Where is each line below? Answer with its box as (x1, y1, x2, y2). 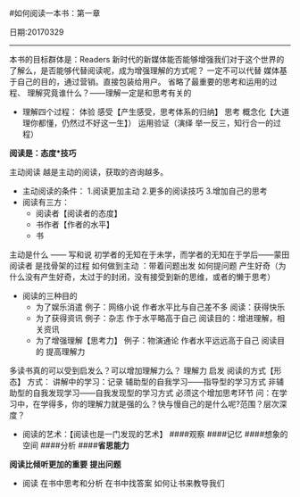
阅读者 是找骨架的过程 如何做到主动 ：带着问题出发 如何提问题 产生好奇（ (9, 261, 279, 270)
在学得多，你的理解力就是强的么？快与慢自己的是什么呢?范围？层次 (32, 399, 279, 409)
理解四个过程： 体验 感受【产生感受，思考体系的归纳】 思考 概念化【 (21, 106, 274, 117)
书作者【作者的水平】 (35, 220, 114, 229)
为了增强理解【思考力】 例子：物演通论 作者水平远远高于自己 (35, 335, 260, 345)
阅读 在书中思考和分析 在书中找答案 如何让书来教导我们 (21, 478, 225, 488)
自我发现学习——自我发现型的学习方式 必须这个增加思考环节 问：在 (32, 387, 279, 398)
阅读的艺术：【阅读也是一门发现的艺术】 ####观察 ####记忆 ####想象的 (21, 429, 288, 439)
